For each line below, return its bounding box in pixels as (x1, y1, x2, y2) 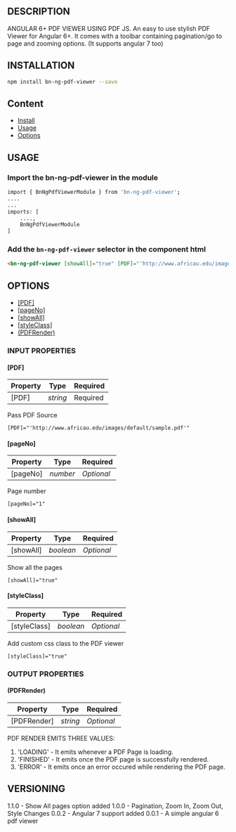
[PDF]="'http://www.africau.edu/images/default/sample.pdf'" (7, 424, 190, 431)
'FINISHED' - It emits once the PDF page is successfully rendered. (17, 755, 209, 763)
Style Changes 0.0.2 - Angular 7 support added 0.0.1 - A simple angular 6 (7, 809, 219, 817)
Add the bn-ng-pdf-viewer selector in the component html (7, 245, 206, 254)
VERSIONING (7, 783, 65, 795)
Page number (7, 487, 47, 495)
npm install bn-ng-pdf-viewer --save (7, 78, 118, 85)
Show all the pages (7, 563, 63, 571)
